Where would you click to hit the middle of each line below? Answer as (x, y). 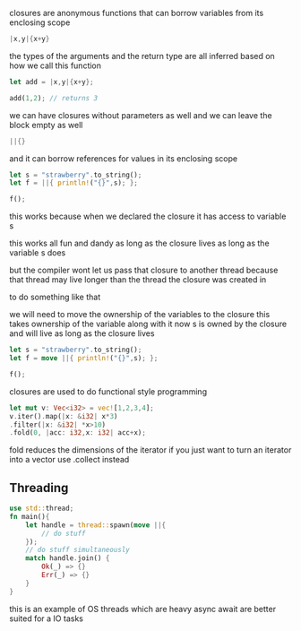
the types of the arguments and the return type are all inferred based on (142, 56)
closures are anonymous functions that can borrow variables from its (137, 13)
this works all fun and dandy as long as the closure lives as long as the (140, 243)
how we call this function (55, 65)
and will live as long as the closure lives (82, 333)
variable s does (38, 253)
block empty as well (46, 125)
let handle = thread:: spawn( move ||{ (96, 525)
